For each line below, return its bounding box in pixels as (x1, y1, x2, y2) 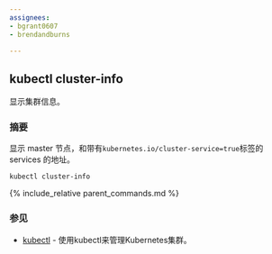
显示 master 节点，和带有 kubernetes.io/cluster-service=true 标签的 (9, 143, 264, 154)
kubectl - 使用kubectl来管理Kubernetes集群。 (22, 234, 192, 245)
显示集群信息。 (9, 96, 65, 107)
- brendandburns (9, 30, 70, 39)
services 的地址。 (9, 154, 75, 165)
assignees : (9, 13, 50, 23)
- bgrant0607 (9, 22, 59, 31)
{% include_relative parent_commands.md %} (9, 188, 180, 199)
